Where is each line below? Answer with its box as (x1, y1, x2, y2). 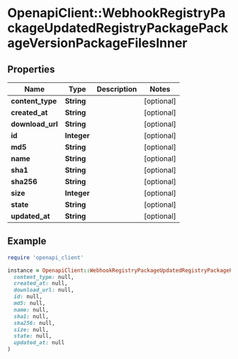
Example (7, 235, 47, 247)
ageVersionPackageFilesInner (7, 35, 188, 51)
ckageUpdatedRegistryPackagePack (7, 20, 229, 36)
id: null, (13, 293, 42, 300)
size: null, (13, 326, 50, 334)
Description (96, 84, 137, 93)
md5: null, (13, 300, 46, 307)
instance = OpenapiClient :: (7, 267, 91, 274)
